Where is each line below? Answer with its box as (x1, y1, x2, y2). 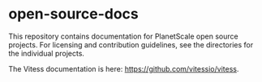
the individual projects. (8, 48, 85, 58)
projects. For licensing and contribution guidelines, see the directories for (8, 39, 254, 49)
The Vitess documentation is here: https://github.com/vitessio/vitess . (8, 64, 239, 73)
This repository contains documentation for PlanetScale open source (8, 31, 238, 41)
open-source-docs (8, 5, 140, 23)
